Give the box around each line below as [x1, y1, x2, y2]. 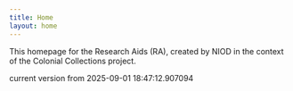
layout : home [9, 21, 58, 30]
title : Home [9, 12, 53, 22]
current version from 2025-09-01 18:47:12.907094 [9, 72, 194, 83]
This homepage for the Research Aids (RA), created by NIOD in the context [9, 45, 284, 56]
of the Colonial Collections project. [9, 55, 136, 66]
